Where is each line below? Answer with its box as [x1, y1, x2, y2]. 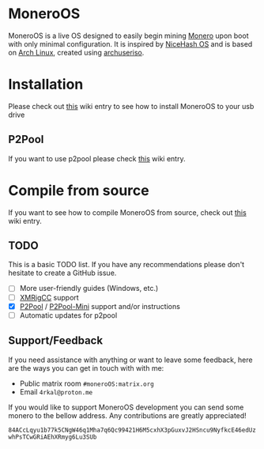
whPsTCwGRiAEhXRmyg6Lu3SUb [8, 432, 97, 441]
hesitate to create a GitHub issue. [8, 268, 117, 277]
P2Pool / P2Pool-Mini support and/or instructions [19, 301, 180, 311]
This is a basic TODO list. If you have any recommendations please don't [8, 260, 245, 270]
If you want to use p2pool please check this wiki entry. [8, 153, 186, 163]
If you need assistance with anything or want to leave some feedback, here [8, 355, 253, 364]
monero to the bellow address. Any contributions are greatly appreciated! [8, 410, 247, 420]
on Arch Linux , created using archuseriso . [8, 47, 145, 57]
